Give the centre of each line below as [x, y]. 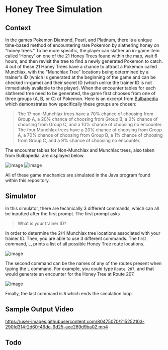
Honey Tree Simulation [54, 9]
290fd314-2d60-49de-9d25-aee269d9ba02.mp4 [57, 327]
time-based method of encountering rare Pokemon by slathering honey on [82, 45]
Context [18, 28]
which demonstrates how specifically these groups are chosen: [71, 104]
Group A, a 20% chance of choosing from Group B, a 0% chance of [88, 119]
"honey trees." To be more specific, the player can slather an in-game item [82, 51]
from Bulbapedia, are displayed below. [45, 155]
